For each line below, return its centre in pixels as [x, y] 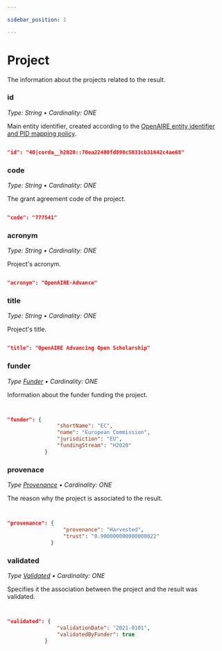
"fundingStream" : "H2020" [94, 446]
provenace [26, 469]
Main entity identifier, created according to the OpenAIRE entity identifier [111, 126]
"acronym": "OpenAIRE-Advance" [52, 283]
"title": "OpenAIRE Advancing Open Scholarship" [79, 348]
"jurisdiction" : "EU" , [89, 439]
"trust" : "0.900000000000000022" [111, 536]
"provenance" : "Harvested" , [103, 529]
